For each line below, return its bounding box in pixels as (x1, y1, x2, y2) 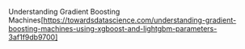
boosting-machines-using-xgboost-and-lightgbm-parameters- (8, 24, 218, 33)
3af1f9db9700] (8, 32, 58, 42)
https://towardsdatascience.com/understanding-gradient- (43, 15, 237, 25)
